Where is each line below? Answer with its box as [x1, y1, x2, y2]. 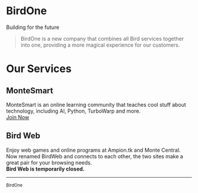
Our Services [6, 62, 72, 76]
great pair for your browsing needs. [6, 159, 93, 166]
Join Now [6, 113, 29, 120]
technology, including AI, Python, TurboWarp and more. [6, 107, 141, 115]
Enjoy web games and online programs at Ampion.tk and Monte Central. [6, 146, 181, 153]
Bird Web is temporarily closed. [6, 165, 85, 172]
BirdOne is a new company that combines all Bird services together [20, 35, 184, 42]
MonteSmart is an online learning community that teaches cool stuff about [6, 101, 187, 108]
